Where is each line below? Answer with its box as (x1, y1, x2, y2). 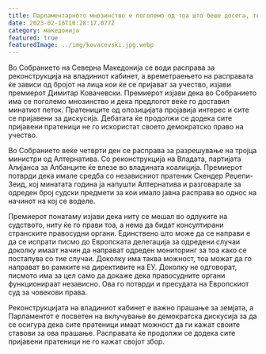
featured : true (8, 33, 59, 42)
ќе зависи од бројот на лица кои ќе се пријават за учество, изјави (8, 80, 231, 90)
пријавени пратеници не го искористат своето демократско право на (8, 122, 244, 132)
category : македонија (8, 26, 80, 34)
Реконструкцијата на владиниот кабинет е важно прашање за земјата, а (8, 303, 254, 313)
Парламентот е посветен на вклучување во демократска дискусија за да (8, 311, 257, 321)
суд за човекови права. (8, 287, 88, 298)
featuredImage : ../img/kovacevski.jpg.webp (8, 41, 154, 49)
